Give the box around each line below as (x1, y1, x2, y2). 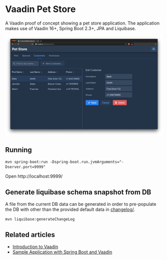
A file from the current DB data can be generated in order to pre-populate (5, 201, 156, 207)
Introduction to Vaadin (12, 244, 58, 250)
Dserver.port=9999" (5, 164, 46, 170)
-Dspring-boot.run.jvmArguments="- (49, 159, 124, 165)
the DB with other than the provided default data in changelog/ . (5, 206, 135, 212)
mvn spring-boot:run (5, 159, 48, 165)
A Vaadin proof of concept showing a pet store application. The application (5, 20, 160, 26)
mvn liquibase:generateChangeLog (5, 217, 75, 222)
